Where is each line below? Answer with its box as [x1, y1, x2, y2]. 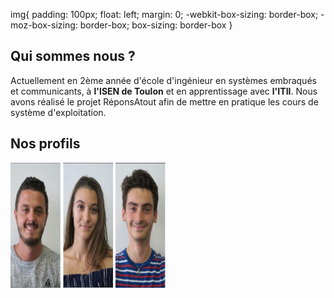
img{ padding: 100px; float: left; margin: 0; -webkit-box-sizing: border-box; [10, 9, 319, 20]
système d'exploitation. [10, 106, 107, 118]
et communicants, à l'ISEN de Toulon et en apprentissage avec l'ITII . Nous [10, 85, 318, 97]
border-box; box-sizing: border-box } [79, 19, 233, 31]
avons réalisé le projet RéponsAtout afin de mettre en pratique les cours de [10, 95, 319, 108]
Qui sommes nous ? [10, 48, 136, 65]
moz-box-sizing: [10, 19, 78, 31]
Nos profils [10, 135, 81, 153]
